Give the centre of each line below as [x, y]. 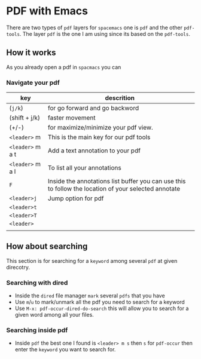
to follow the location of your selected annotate [114, 189]
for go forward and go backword [93, 108]
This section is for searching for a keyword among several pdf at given [92, 260]
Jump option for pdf [76, 198]
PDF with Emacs [47, 11]
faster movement [71, 118]
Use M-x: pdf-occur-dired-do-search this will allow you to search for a [102, 308]
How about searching [47, 246]
